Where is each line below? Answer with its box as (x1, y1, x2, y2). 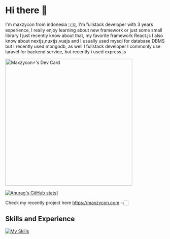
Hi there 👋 (5, 5, 47, 16)
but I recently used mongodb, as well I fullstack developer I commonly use (5, 43, 161, 49)
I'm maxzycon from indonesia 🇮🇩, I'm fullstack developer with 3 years (5, 21, 153, 27)
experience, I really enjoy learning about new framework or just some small (5, 27, 162, 33)
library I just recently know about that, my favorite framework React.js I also (5, 32, 163, 39)
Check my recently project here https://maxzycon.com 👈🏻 (5, 199, 128, 206)
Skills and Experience (5, 215, 75, 223)
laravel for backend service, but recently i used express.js (5, 48, 126, 55)
